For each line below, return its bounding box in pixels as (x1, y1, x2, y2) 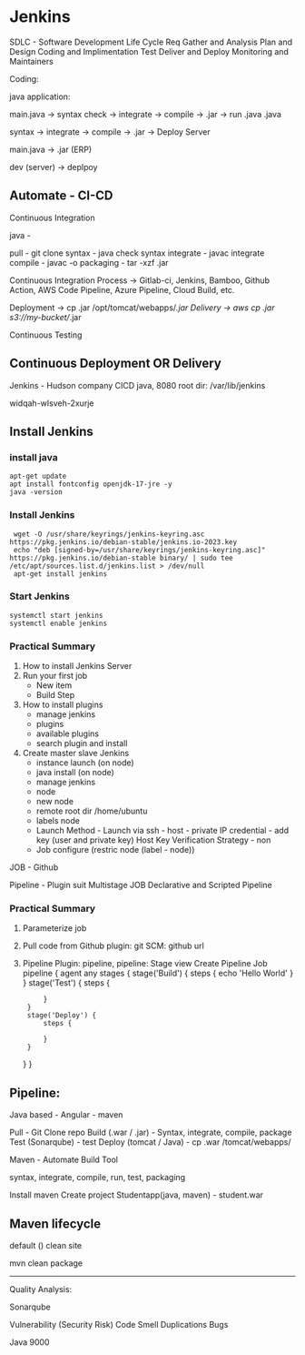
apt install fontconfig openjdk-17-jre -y (9, 480, 172, 489)
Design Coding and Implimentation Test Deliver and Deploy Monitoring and (9, 46, 289, 56)
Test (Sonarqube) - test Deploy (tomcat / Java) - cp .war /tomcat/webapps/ (9, 1137, 291, 1148)
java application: (9, 91, 71, 102)
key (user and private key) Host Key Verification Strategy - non (35, 834, 271, 845)
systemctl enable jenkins (9, 619, 107, 628)
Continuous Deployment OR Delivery (9, 356, 222, 371)
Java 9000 (9, 1337, 50, 1348)
